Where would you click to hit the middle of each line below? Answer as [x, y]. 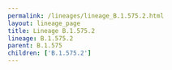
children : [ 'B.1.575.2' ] [49, 53]
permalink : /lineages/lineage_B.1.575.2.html [86, 16]
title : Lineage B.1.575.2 [51, 31]
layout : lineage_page [44, 23]
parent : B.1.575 [35, 46]
